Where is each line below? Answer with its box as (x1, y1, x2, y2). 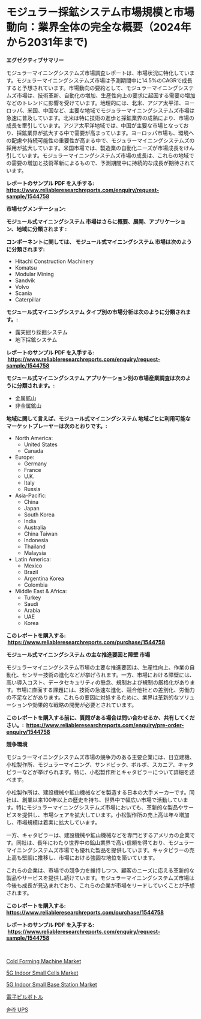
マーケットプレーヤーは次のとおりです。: (6, 422, 108, 429)
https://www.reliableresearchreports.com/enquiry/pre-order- (26, 721, 184, 728)
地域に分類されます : (16, 225, 67, 232)
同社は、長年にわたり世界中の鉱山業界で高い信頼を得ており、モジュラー (16, 839, 194, 846)
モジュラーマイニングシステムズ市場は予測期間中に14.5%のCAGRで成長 (16, 76, 193, 84)
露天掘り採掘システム (14, 328, 68, 336)
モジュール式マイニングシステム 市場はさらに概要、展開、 (6, 217, 149, 225)
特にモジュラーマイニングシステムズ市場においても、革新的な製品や (16, 803, 184, 811)
